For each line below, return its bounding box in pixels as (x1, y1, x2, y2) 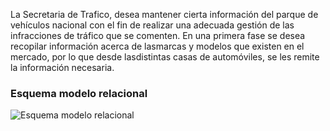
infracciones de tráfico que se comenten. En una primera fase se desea (10, 30, 306, 41)
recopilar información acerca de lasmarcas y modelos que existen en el (10, 40, 305, 52)
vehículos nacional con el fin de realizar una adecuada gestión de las (10, 19, 295, 31)
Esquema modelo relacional (10, 86, 148, 100)
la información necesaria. (10, 62, 115, 73)
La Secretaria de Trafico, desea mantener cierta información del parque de (10, 9, 319, 20)
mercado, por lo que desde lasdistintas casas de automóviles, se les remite (10, 51, 320, 63)
